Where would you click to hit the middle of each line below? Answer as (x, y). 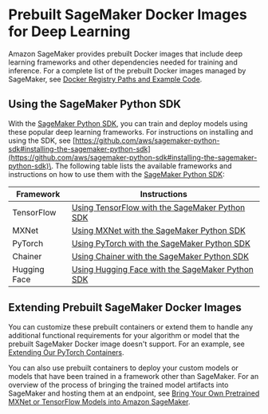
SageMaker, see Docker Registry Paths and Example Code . (105, 79)
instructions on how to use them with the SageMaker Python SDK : (116, 174)
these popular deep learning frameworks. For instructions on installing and (131, 132)
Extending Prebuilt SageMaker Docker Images (125, 308)
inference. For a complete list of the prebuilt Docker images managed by (127, 70)
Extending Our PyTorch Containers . (67, 352)
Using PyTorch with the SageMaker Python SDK (161, 243)
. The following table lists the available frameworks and (142, 166)
